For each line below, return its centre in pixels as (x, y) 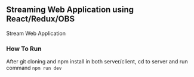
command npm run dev (34, 68)
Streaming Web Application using (70, 10)
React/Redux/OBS (41, 19)
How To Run (24, 49)
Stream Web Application (36, 33)
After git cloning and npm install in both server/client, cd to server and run (97, 62)
